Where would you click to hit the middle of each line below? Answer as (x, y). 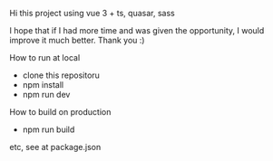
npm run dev (46, 95)
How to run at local (45, 57)
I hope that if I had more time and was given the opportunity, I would (137, 30)
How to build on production (60, 112)
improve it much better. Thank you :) (77, 40)
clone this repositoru (61, 75)
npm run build (49, 129)
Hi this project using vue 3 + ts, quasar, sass (92, 13)
